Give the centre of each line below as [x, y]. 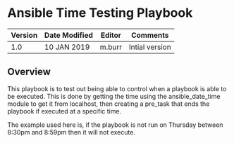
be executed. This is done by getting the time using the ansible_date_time [114, 96]
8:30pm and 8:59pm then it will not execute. [72, 132]
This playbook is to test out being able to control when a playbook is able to [117, 88]
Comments [150, 35]
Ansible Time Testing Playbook [100, 13]
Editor [111, 35]
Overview [29, 72]
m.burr [111, 47]
